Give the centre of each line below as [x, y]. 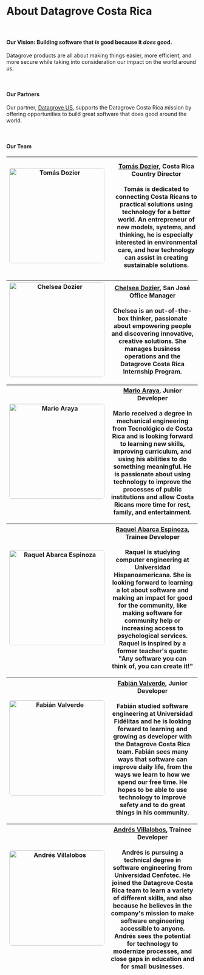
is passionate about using [153, 474]
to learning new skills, [152, 443]
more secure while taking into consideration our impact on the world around [101, 62]
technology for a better [156, 212]
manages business [152, 349]
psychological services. [153, 636]
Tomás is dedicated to [156, 189]
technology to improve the [152, 482]
